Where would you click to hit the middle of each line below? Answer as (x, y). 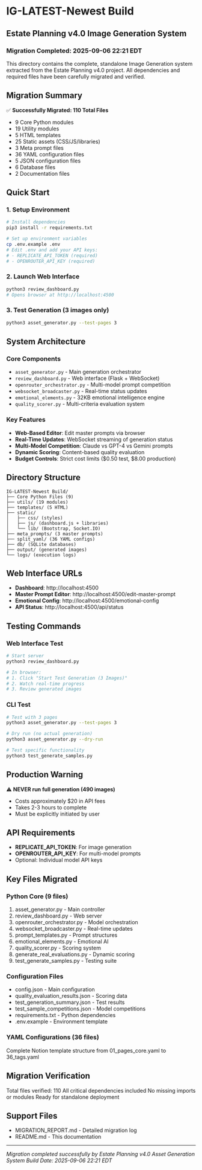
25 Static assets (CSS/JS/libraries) (57, 141)
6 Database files (35, 167)
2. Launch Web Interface (43, 277)
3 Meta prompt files (39, 148)
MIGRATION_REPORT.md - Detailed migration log (76, 1130)
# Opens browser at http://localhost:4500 (60, 295)
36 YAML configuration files (50, 154)
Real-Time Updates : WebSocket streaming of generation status (94, 439)
